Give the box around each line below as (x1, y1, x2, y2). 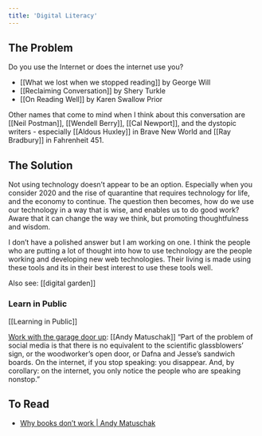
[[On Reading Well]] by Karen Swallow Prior (19, 95, 163, 104)
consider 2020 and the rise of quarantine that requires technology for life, (8, 188, 250, 198)
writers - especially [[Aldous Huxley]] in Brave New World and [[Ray (8, 127, 231, 136)
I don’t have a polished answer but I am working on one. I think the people (8, 238, 251, 247)
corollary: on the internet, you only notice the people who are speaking (8, 366, 241, 375)
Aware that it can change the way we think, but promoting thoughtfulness (8, 214, 249, 223)
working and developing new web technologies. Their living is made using (8, 254, 251, 264)
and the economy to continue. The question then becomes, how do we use (8, 197, 255, 206)
